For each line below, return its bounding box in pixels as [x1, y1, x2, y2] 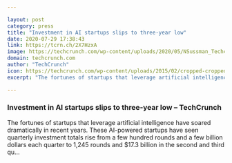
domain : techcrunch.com [7, 55, 76, 62]
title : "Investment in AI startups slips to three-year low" [7, 29, 187, 36]
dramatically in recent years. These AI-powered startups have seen [7, 126, 199, 134]
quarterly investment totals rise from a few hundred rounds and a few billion [7, 133, 223, 142]
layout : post [7, 16, 45, 23]
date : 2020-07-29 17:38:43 [7, 35, 85, 42]
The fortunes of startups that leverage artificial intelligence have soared [7, 118, 211, 126]
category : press [7, 22, 54, 30]
